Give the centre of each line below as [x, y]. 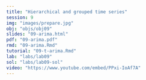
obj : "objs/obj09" [29, 29]
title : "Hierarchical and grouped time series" [67, 12]
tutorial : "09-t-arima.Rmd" [41, 51]
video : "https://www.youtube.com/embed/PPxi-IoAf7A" [74, 68]
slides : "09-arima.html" [37, 34]
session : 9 [20, 17]
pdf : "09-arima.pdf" [32, 40]
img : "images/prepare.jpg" [40, 23]
